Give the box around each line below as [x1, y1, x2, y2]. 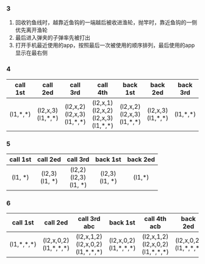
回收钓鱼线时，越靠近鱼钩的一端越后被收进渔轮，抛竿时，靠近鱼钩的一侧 [15, 19, 197, 26]
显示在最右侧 [15, 49, 48, 57]
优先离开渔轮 [15, 26, 48, 34]
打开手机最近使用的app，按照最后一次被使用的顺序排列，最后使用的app [15, 41, 195, 49]
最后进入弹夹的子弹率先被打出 [15, 34, 90, 41]
